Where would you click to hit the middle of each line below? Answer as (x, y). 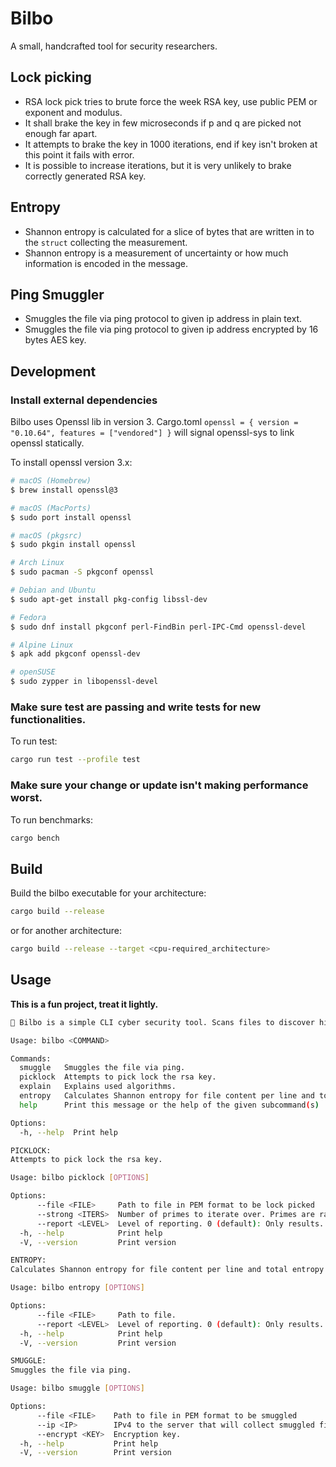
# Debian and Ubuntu (53, 590)
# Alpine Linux (42, 645)
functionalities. (48, 719)
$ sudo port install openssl (71, 517)
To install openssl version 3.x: (71, 463)
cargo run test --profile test (75, 760)
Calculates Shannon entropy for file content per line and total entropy (167, 1270)
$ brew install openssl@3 (64, 490)
